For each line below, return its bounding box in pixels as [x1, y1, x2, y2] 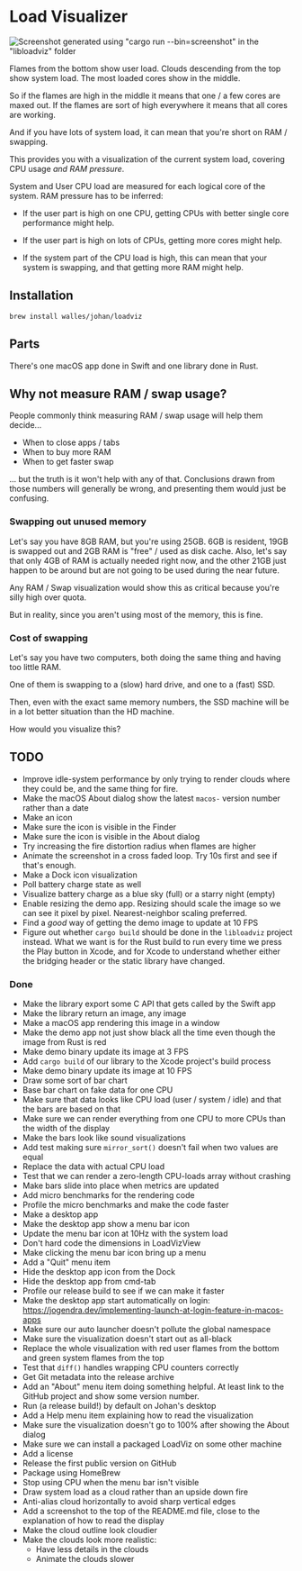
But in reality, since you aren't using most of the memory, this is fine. [9, 609, 263, 620]
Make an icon [22, 812, 73, 822]
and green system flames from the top [22, 1353, 164, 1364]
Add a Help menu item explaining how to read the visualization [22, 1410, 254, 1421]
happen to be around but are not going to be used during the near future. [9, 565, 280, 576]
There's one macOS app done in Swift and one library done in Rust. [9, 360, 259, 371]
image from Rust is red [22, 1037, 107, 1048]
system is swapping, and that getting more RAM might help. [22, 261, 244, 272]
